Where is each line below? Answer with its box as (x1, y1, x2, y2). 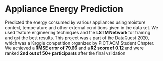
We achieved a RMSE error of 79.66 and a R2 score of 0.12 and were (5, 45, 144, 51)
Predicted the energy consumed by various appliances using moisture (5, 19, 145, 25)
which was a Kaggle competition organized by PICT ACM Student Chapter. (5, 40, 155, 46)
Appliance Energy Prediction (5, 3, 123, 15)
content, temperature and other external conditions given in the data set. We (5, 24, 158, 30)
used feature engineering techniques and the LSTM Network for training (5, 30, 151, 35)
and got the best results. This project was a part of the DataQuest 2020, (5, 35, 149, 41)
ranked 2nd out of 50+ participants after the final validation (5, 50, 126, 56)
